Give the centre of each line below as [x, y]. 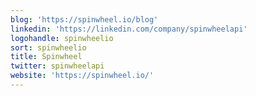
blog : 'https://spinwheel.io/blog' [84, 19]
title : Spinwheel [46, 57]
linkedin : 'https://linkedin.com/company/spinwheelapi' [129, 29]
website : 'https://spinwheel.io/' [82, 76]
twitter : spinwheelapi [57, 66]
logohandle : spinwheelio [62, 38]
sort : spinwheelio [48, 47]
